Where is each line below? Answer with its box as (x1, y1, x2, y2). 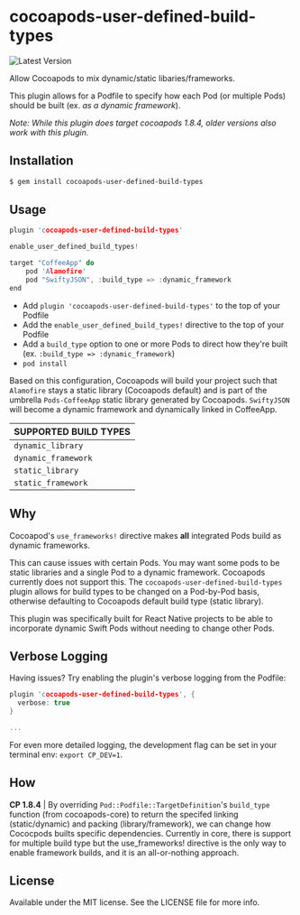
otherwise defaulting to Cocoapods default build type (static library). (9, 596, 264, 606)
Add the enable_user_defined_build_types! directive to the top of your (22, 319, 285, 330)
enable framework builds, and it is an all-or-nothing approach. (9, 846, 240, 858)
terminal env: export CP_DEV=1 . (9, 749, 123, 760)
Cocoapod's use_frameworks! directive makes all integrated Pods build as (9, 530, 282, 541)
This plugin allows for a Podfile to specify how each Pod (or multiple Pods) (9, 90, 286, 101)
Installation (9, 153, 74, 169)
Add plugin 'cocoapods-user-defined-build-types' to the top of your (22, 300, 281, 310)
